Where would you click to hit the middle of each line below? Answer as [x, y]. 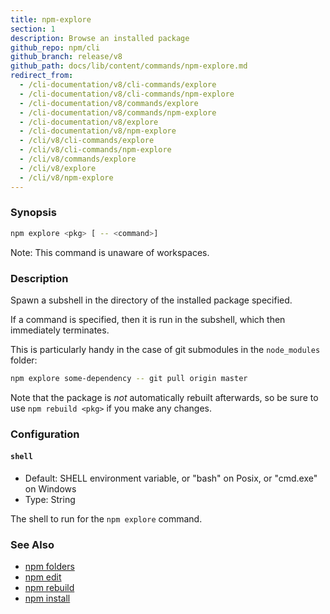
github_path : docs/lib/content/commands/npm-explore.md [129, 66]
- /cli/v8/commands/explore [78, 159]
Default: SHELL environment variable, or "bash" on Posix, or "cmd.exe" [171, 478]
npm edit [43, 577]
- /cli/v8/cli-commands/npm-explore [95, 150]
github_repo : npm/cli [55, 47]
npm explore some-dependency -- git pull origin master [129, 378]
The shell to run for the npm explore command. [106, 518]
